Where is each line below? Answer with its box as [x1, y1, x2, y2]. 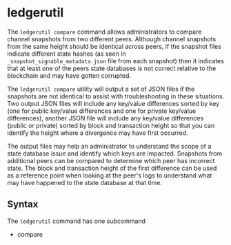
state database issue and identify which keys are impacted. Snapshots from [7, 149, 223, 158]
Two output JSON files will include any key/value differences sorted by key [7, 99, 220, 107]
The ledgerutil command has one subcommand [7, 217, 146, 225]
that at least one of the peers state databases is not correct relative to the [7, 64, 217, 72]
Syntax [7, 198, 39, 211]
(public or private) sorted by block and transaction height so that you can [7, 121, 215, 129]
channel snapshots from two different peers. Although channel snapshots [7, 34, 217, 43]
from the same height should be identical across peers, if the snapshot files [7, 42, 222, 50]
